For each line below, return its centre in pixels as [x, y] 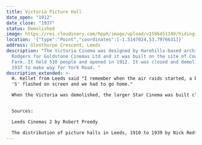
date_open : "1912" [29, 17]
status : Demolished [31, 28]
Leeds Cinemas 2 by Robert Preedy [55, 122]
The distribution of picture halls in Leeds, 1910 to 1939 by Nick [98, 132]
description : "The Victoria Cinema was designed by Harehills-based [94, 51]
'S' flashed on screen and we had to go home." [72, 84]
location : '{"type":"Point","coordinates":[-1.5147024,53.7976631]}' [95, 40]
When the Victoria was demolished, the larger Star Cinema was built [100, 95]
